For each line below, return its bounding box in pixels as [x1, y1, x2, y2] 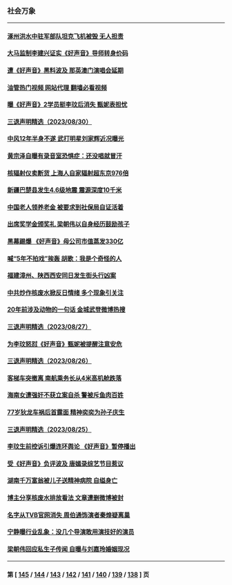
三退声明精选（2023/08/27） [7, 323, 92, 331]
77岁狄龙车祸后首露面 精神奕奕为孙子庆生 [7, 407, 125, 416]
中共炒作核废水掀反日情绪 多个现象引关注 [7, 288, 124, 296]
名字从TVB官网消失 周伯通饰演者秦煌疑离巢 [7, 510, 130, 519]
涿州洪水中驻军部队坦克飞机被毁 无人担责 [7, 32, 124, 40]
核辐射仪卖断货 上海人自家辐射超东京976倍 [7, 169, 129, 177]
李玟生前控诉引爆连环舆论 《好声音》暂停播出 [7, 442, 136, 450]
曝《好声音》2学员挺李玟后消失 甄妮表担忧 [7, 100, 128, 108]
